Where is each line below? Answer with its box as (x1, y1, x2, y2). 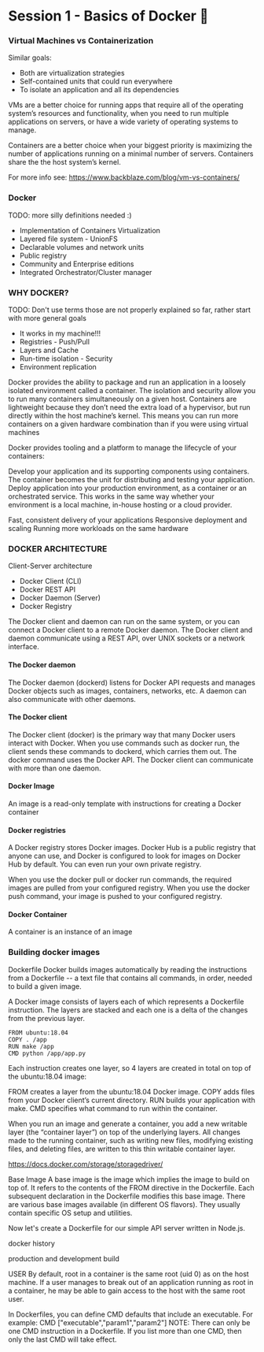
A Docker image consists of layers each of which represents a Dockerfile (8, 997, 244, 1006)
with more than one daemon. (8, 763, 101, 773)
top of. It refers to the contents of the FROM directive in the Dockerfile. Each (8, 1183, 255, 1192)
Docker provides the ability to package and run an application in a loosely (8, 377, 246, 387)
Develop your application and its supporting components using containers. (8, 466, 250, 476)
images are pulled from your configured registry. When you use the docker (8, 883, 250, 893)
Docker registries (8, 825, 67, 834)
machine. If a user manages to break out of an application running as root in (8, 1277, 254, 1287)
